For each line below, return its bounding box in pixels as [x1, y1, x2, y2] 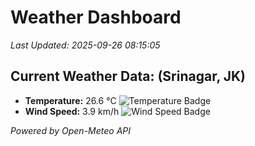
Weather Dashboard [10, 6, 182, 29]
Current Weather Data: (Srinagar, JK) [10, 68, 247, 85]
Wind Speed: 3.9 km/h [24, 105, 120, 117]
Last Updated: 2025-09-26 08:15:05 [10, 39, 161, 51]
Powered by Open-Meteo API [10, 124, 132, 136]
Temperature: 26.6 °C [24, 94, 117, 106]
